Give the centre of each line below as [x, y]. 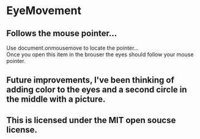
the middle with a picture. [56, 100]
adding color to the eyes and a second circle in [97, 90]
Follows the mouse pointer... [62, 33]
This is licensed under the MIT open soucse [91, 120]
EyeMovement [44, 11]
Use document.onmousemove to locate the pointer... [72, 48]
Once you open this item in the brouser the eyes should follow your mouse [100, 54]
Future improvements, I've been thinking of [90, 80]
